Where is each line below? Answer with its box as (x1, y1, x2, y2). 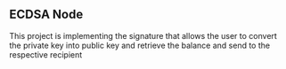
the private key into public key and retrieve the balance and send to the (9, 40, 270, 50)
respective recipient (9, 49, 83, 60)
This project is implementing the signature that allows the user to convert (9, 30, 278, 41)
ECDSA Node (9, 7, 84, 22)
